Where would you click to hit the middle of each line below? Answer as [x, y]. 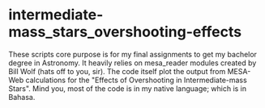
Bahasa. [22, 97]
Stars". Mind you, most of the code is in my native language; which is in [128, 88]
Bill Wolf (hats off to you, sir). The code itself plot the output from [117, 71]
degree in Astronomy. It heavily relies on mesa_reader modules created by [132, 63]
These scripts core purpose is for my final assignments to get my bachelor [133, 54]
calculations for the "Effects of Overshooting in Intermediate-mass [136, 80]
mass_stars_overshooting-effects [125, 32]
